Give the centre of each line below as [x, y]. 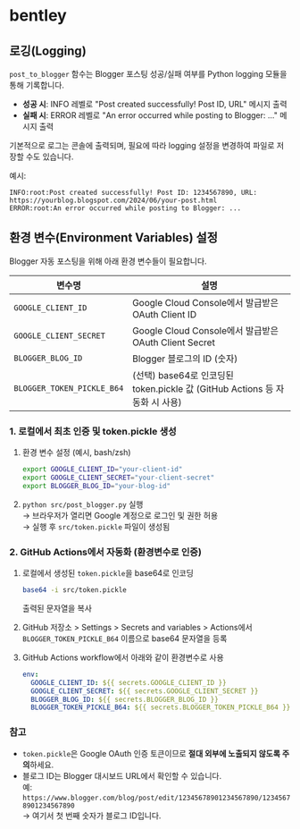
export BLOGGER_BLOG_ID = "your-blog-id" [96, 486]
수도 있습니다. [50, 156]
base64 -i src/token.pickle [74, 590]
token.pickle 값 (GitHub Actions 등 [203, 388]
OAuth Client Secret [174, 343]
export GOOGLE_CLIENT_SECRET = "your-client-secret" [118, 478]
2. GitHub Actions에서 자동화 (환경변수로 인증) [106, 552]
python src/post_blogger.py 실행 [83, 504]
